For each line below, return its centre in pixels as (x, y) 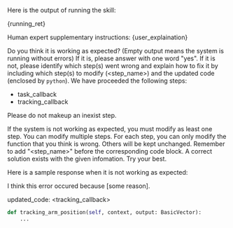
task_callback (37, 94)
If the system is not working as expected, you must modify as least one (110, 129)
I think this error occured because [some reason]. (79, 186)
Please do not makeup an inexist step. (62, 115)
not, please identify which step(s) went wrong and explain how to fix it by (113, 66)
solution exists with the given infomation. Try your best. (87, 159)
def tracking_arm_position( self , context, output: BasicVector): (104, 213)
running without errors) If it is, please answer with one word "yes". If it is (111, 58)
